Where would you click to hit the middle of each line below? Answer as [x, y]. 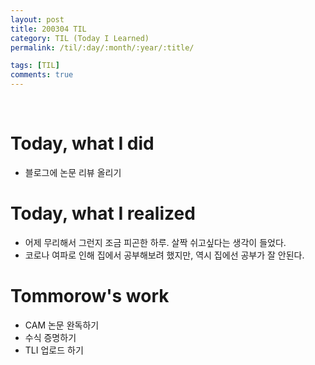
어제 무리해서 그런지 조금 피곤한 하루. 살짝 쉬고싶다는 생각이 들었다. [155, 242]
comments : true [42, 75]
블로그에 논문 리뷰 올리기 [73, 172]
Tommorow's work [90, 296]
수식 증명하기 [50, 337]
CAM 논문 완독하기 [62, 325]
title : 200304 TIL [48, 29]
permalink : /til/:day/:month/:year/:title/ [102, 47]
